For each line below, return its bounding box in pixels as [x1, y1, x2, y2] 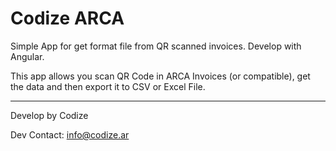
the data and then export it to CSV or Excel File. [10, 80, 206, 92]
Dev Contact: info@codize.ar [10, 128, 130, 141]
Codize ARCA [10, 7, 125, 30]
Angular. [10, 50, 45, 62]
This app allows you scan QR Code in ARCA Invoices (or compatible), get [10, 70, 311, 82]
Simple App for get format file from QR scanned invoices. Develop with [10, 40, 302, 52]
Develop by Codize [10, 109, 89, 121]
